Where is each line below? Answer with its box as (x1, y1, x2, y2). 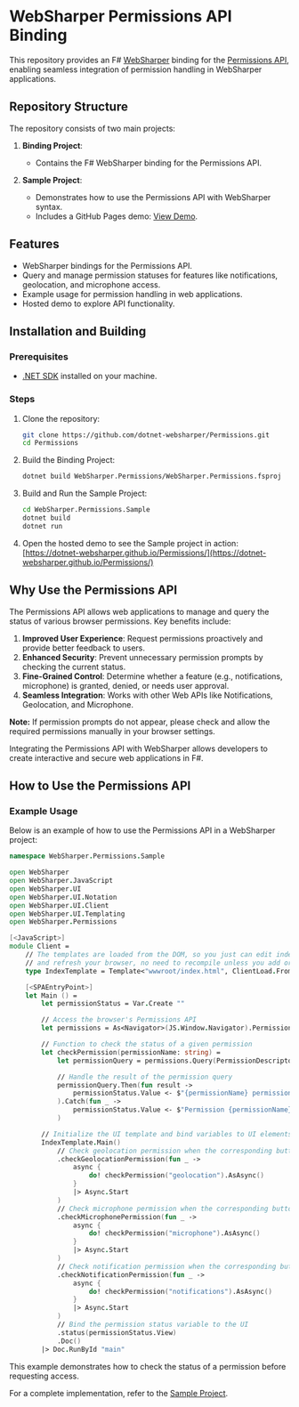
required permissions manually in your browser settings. (9, 725, 215, 736)
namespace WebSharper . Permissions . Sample (9, 852, 166, 861)
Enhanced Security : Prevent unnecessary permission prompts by (21, 651, 264, 662)
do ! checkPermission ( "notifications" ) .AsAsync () (88, 1287, 273, 1296)
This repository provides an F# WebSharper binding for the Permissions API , (9, 54, 289, 65)
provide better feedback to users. (21, 643, 145, 653)
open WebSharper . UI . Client (9, 901, 109, 910)
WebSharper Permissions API (9, 6, 233, 27)
